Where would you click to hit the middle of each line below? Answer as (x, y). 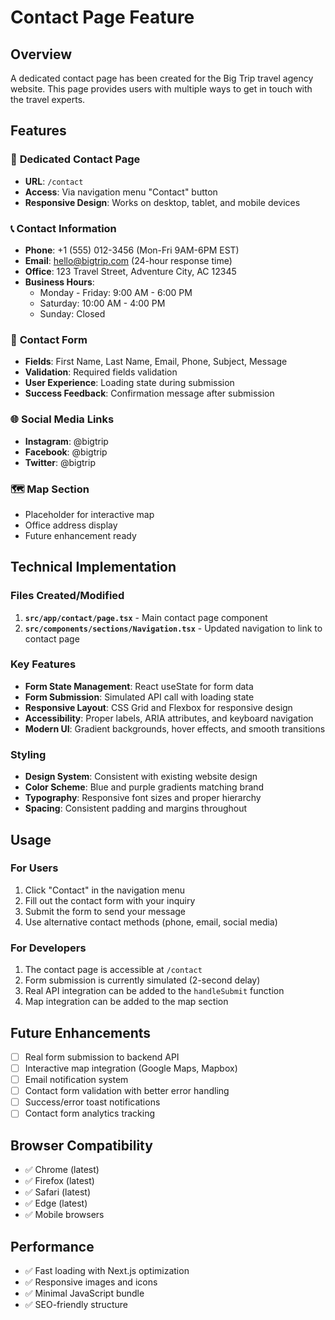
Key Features (43, 664)
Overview (41, 54)
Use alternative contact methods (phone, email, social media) (151, 922)
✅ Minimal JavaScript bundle (84, 1293)
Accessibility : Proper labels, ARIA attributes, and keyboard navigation (169, 718)
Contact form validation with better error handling (127, 1091)
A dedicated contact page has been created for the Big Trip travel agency (162, 78)
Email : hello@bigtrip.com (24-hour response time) (128, 260)
